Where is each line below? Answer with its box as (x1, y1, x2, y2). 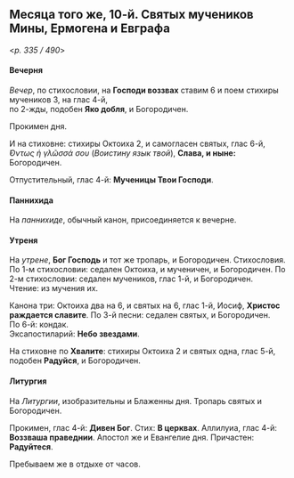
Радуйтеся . (9, 441, 53, 452)
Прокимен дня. (9, 121, 67, 132)
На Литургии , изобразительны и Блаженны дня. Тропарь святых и (9, 395, 263, 406)
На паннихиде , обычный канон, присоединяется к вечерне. (9, 215, 237, 225)
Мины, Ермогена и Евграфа (9, 21, 171, 36)
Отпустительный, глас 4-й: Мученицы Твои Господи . (9, 174, 214, 185)
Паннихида (9, 195, 53, 206)
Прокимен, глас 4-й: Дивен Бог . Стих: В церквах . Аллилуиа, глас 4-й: (9, 422, 278, 433)
